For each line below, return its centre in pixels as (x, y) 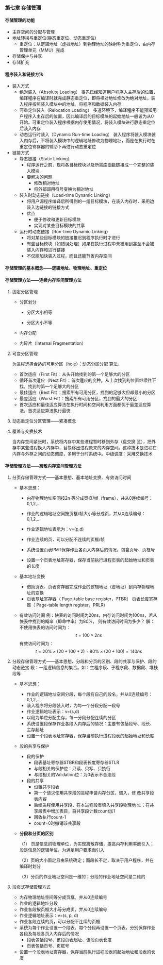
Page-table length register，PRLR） (72, 605)
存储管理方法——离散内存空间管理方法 (43, 466)
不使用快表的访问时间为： (45, 627)
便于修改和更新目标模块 (57, 220)
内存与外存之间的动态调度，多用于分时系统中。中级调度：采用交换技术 (82, 454)
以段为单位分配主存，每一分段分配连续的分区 (71, 718)
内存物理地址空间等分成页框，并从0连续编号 (63, 897)
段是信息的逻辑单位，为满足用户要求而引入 (62, 850)
